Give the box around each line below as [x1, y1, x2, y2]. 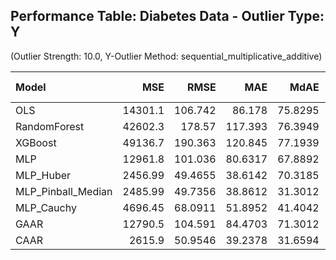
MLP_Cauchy [15, 200, 77, 214]
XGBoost [15, 135, 57, 149]
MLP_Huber [15, 168, 72, 182]
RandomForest [15, 119, 85, 133]
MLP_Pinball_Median [15, 184, 113, 198]
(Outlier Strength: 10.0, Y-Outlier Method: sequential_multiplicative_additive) [10, 50, 323, 62]
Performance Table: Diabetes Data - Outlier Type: [10, 8, 325, 25]
